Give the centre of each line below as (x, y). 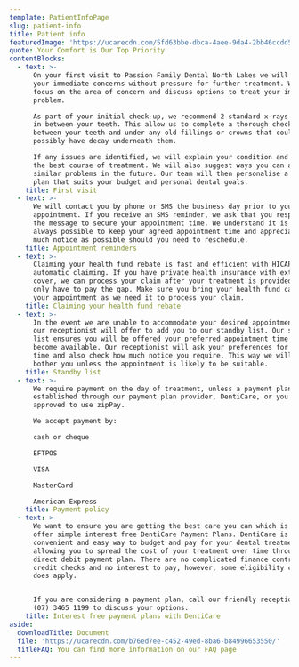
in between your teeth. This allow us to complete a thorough (150, 125)
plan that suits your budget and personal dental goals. (141, 182)
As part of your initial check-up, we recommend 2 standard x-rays (161, 117)
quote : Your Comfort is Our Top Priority (87, 51)
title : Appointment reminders (81, 248)
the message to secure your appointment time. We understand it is (161, 223)
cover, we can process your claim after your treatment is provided (162, 281)
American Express (65, 502)
